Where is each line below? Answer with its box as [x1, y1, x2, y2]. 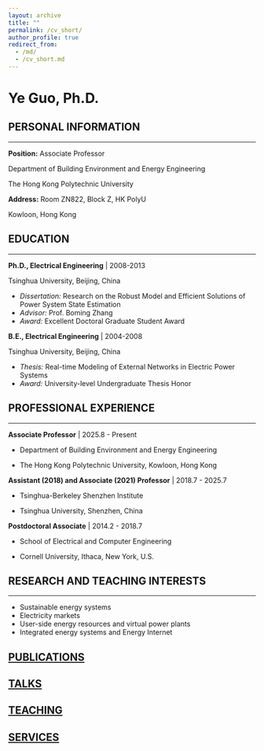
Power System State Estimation [19, 300, 121, 309]
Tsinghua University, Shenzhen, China [19, 506, 143, 515]
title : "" [8, 19, 41, 27]
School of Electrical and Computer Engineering [19, 536, 172, 546]
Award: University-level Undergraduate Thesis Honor [19, 378, 192, 388]
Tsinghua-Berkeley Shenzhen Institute [19, 491, 144, 500]
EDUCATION [8, 233, 70, 246]
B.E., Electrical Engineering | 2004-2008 [8, 331, 143, 341]
